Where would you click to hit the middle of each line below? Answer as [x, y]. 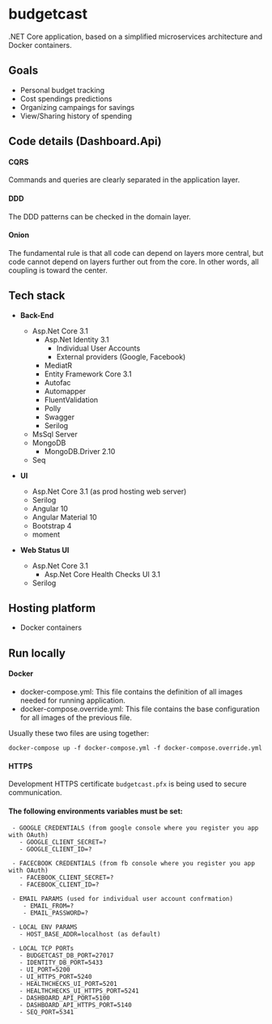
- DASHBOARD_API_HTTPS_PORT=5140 [75, 1005]
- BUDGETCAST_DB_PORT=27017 [66, 956]
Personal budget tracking [62, 90]
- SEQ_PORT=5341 [47, 1013]
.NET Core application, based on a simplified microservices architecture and [136, 36]
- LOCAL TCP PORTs [43, 949]
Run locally [37, 653]
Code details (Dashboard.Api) [85, 141]
